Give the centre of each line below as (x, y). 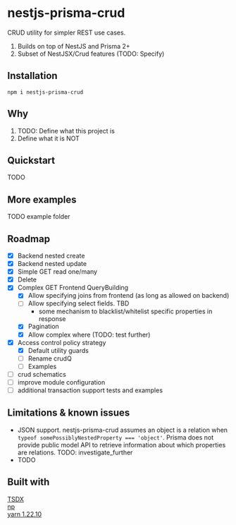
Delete (27, 279)
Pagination (44, 327)
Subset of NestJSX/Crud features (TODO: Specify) (91, 54)
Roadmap (29, 239)
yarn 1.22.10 (25, 514)
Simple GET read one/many (57, 272)
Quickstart (31, 160)
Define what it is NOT (48, 138)
